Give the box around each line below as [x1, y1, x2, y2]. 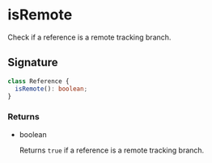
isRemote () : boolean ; [15, 85, 88, 93]
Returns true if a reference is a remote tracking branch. [19, 145, 205, 155]
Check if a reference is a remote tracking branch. [7, 32, 172, 42]
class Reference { [7, 77, 70, 86]
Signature [7, 56, 58, 69]
